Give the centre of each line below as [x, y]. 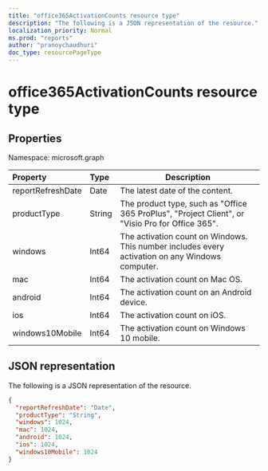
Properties [35, 138]
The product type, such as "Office [183, 204]
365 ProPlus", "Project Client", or [182, 214]
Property [30, 177]
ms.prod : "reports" [41, 38]
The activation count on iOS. [173, 315]
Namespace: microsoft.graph [56, 157]
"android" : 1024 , [44, 438]
